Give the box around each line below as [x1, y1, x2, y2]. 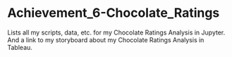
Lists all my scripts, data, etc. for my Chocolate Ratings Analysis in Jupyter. [7, 28, 226, 37]
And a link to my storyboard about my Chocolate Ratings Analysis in [7, 35, 204, 44]
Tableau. [7, 43, 33, 51]
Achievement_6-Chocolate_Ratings [7, 5, 220, 21]
